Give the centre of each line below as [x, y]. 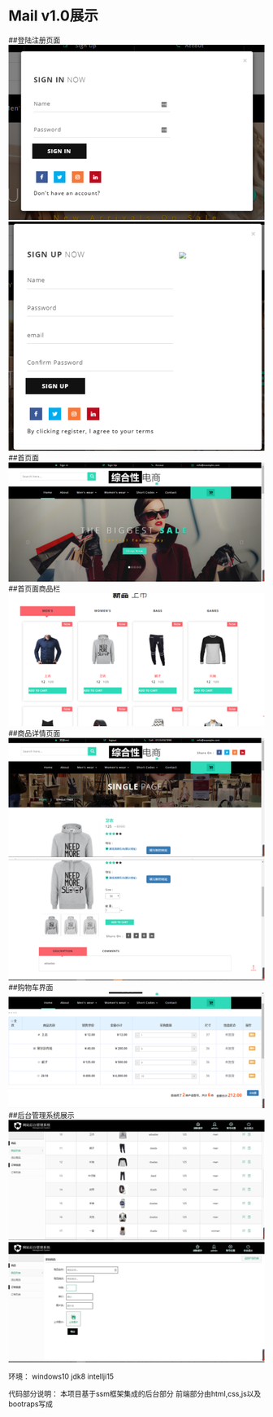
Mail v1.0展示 [54, 16]
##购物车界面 [31, 988]
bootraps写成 [31, 1404]
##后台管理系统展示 [41, 1116]
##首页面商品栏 [35, 589]
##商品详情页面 [35, 733]
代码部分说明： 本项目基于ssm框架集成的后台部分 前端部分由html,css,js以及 [135, 1393]
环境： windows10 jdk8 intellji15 [61, 1376]
